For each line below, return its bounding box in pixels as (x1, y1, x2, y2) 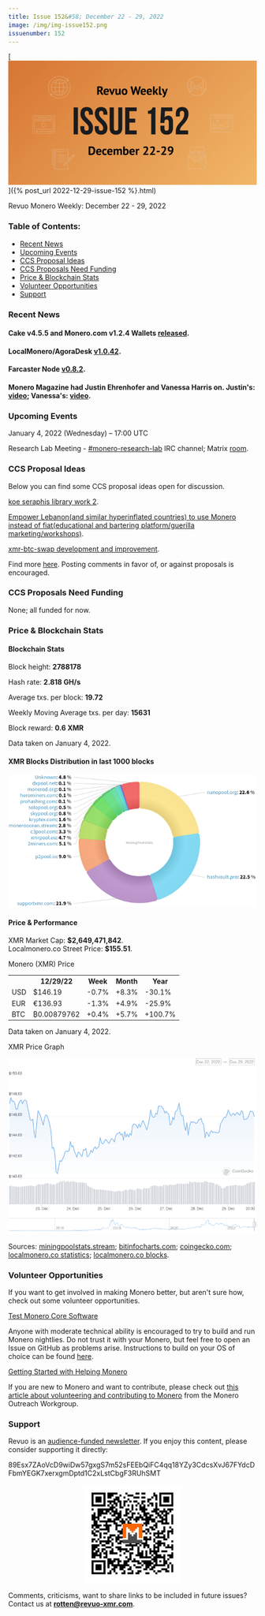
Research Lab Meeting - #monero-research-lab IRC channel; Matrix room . (8, 444, 249, 453)
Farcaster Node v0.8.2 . (8, 364, 86, 374)
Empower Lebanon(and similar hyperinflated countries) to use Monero (8, 512, 237, 521)
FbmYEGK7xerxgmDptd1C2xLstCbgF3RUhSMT (8, 1469, 162, 1478)
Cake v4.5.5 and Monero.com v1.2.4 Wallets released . (8, 328, 190, 338)
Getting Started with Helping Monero (8, 1367, 128, 1376)
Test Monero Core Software (8, 1312, 99, 1320)
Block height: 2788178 (8, 662, 81, 671)
